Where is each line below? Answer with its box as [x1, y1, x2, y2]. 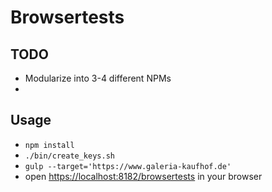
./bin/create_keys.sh [24, 151, 115, 161]
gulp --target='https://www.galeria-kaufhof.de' [24, 161, 232, 171]
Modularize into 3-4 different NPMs [24, 72, 172, 84]
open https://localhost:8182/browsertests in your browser [24, 170, 263, 182]
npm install [24, 140, 75, 150]
